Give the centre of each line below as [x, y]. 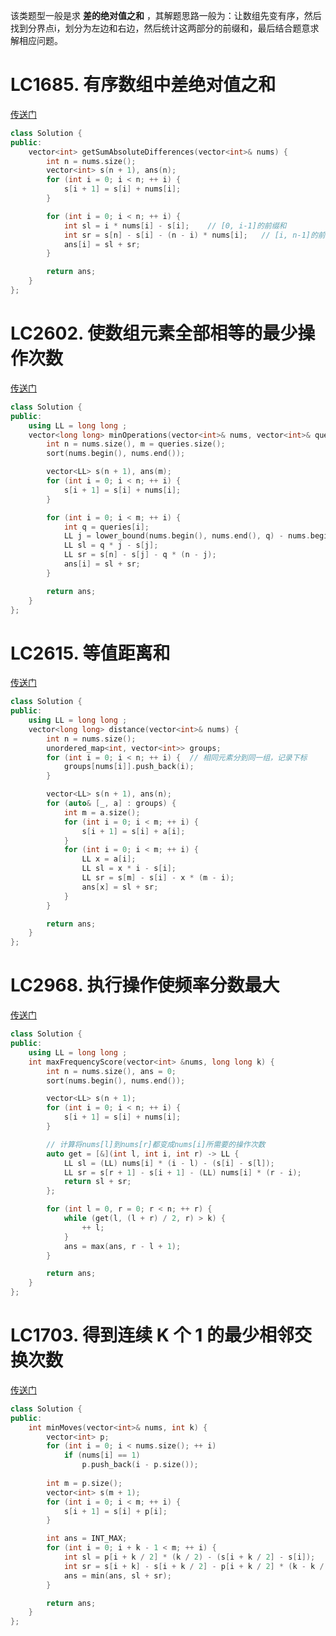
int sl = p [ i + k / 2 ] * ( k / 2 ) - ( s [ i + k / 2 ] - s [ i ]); [189, 1557]
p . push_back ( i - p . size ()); [140, 1465]
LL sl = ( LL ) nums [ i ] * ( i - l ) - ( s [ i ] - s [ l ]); [169, 1163]
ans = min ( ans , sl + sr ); [117, 1575]
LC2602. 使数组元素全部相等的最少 [154, 333]
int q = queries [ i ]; [106, 527]
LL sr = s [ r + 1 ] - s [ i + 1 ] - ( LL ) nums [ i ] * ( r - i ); [182, 1172]
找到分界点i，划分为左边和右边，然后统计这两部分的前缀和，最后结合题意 [160, 28]
